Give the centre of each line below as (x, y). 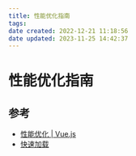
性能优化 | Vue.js (48, 134)
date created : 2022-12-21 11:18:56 (68, 31)
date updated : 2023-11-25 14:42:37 (68, 38)
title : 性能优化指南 (39, 16)
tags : (17, 23)
